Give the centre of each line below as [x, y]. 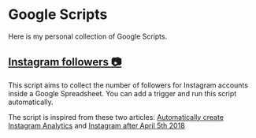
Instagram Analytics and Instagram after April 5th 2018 [96, 125]
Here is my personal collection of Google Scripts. [88, 36]
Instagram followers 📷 [65, 62]
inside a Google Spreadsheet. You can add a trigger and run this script [122, 93]
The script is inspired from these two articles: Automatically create [116, 117]
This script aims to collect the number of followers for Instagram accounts [128, 85]
